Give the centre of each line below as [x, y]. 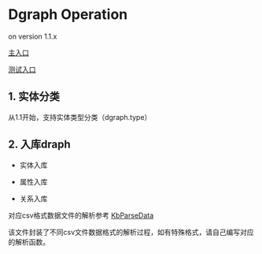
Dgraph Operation [68, 15]
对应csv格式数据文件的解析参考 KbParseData [81, 215]
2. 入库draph [39, 145]
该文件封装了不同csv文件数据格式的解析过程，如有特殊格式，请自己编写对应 [131, 232]
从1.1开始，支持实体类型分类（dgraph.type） [80, 117]
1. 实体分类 [34, 97]
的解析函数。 [29, 241]
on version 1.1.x [33, 36]
